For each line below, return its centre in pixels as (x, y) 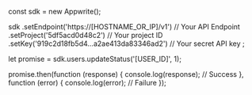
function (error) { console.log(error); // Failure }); (87, 83)
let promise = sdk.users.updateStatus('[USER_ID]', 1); (95, 59)
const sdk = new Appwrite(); (55, 11)
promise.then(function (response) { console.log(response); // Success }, (126, 74)
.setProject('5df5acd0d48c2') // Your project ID (86, 35)
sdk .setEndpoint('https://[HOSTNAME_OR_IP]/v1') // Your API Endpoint (124, 27)
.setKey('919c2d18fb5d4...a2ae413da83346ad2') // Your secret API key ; (126, 44)
